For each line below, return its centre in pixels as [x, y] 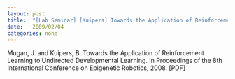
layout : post [26, 14]
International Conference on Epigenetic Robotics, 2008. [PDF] [97, 68]
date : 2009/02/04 [36, 27]
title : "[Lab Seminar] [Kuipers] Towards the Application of [100, 20]
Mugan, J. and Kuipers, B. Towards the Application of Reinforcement [106, 53]
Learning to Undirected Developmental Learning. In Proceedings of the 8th [115, 61]
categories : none [33, 33]
